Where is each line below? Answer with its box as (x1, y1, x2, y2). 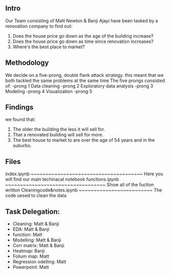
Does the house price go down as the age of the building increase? (12, 33, 154, 39)
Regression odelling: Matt (12, 259, 67, 265)
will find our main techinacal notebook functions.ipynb (5, 176, 119, 182)
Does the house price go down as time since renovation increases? (12, 38, 154, 44)
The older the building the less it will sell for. (12, 126, 105, 132)
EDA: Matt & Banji (12, 226, 50, 232)
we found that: (5, 117, 36, 123)
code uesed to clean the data (5, 193, 67, 199)
